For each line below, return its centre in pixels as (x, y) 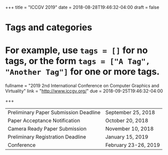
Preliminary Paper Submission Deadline (54, 112)
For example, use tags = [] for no (76, 50)
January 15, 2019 (127, 137)
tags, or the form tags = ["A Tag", (78, 61)
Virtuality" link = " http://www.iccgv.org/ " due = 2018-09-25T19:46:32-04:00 (84, 91)
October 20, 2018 (127, 121)
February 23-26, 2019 (133, 145)
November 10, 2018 (129, 129)
